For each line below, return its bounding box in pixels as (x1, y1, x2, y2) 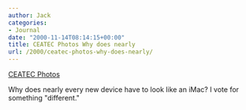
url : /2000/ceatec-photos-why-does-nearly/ (8, 48, 154, 56)
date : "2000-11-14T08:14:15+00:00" (8, 33, 125, 42)
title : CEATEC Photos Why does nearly (8, 41, 136, 49)
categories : (8, 19, 47, 27)
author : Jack (8, 11, 51, 20)
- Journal (8, 26, 41, 34)
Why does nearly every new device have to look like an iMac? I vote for (8, 85, 239, 94)
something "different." (8, 93, 80, 102)
